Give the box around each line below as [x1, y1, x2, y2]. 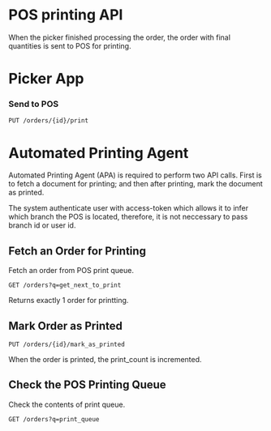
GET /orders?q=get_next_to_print [8, 281, 122, 289]
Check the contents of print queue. [8, 399, 126, 409]
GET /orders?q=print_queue [8, 415, 100, 423]
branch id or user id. [8, 220, 76, 230]
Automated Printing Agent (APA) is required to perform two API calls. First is [8, 170, 262, 180]
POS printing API [8, 6, 123, 24]
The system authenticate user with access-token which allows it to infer [8, 203, 249, 213]
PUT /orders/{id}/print [8, 117, 89, 125]
